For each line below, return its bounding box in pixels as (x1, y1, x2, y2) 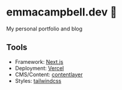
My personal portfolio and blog (6, 25, 83, 32)
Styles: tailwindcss (14, 77, 62, 84)
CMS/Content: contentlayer (14, 71, 83, 78)
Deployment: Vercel (14, 64, 64, 72)
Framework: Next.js (14, 58, 64, 65)
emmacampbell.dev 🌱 (6, 5, 117, 19)
